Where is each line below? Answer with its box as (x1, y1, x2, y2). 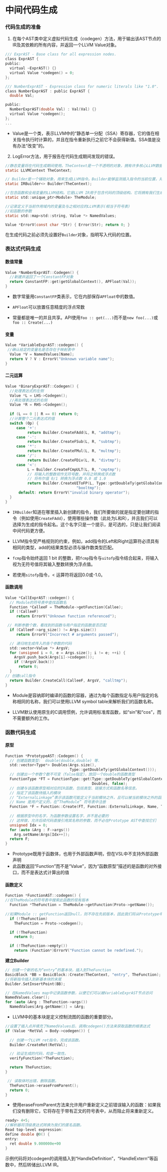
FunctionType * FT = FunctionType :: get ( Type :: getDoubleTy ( (9, 776, 133, 782)
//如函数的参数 (5, 208, 32, 214)
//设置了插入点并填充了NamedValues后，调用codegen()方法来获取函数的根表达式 (5, 1024, 151, 1029)
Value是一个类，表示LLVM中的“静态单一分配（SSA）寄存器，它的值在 (12, 130, 155, 136)
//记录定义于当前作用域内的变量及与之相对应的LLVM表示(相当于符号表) (5, 204, 131, 209)
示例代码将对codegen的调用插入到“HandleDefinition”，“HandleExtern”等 (5, 1155, 154, 1161)
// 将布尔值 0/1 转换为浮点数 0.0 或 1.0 (27, 476, 106, 481)
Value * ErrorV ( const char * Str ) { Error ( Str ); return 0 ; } (5, 222, 130, 227)
